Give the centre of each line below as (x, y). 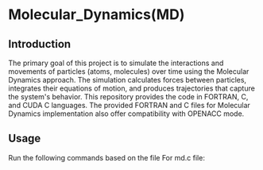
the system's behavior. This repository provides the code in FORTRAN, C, (128, 97)
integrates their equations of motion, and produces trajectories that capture (132, 88)
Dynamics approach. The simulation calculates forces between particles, (128, 80)
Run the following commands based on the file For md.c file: (106, 157)
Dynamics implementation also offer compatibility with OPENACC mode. (126, 114)
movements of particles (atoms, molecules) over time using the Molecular (129, 71)
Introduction (40, 44)
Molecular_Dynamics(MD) (97, 15)
